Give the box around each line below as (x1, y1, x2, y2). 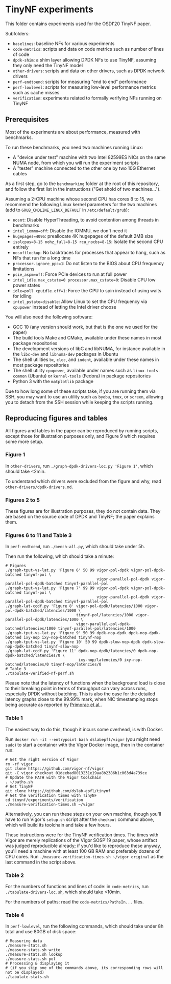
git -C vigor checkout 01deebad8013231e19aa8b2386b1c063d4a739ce (5, 770, 147, 775)
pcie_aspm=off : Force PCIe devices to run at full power (12, 271, 127, 277)
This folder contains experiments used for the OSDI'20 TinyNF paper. (5, 21, 151, 27)
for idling (12, 293, 32, 299)
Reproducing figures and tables (5, 414, 108, 423)
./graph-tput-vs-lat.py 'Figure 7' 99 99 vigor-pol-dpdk (5, 586, 129, 591)
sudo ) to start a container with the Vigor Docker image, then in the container (5, 741, 164, 748)
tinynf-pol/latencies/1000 (76, 613, 134, 618)
